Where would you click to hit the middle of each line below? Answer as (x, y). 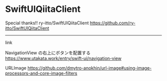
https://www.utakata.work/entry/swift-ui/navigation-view (63, 58)
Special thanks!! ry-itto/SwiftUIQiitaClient (47, 23)
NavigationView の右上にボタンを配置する (48, 53)
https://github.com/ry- (113, 23)
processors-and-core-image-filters (41, 73)
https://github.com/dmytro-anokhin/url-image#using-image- (89, 68)
